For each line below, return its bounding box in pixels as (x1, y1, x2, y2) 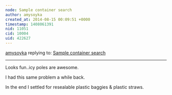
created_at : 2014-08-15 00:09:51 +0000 (5, 17, 91, 22)
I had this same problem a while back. (5, 74, 85, 80)
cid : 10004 (5, 31, 29, 36)
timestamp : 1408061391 (5, 21, 54, 27)
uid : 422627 (5, 36, 31, 41)
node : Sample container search (5, 7, 72, 13)
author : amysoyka (5, 12, 42, 17)
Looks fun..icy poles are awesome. (5, 64, 79, 70)
